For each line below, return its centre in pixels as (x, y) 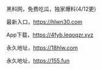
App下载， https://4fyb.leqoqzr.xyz (50, 35)
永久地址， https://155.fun (38, 61)
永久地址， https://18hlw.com (42, 48)
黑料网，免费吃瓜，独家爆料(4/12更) (51, 9)
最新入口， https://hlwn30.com (44, 22)
